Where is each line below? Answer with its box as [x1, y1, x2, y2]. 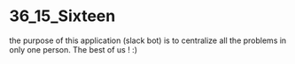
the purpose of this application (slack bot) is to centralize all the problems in [9, 35, 287, 46]
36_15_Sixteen [9, 6, 116, 26]
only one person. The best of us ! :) [9, 44, 138, 54]
